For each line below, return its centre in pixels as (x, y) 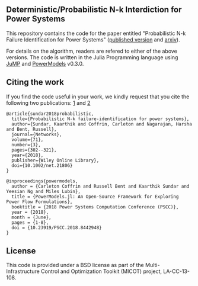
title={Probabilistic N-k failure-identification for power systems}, (100, 119)
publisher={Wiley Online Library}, (55, 160)
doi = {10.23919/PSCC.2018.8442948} (57, 227)
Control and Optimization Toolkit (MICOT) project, (101, 271)
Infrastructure (23, 271)
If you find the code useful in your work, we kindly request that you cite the (98, 97)
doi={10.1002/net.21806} (42, 165)
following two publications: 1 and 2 (48, 102)
